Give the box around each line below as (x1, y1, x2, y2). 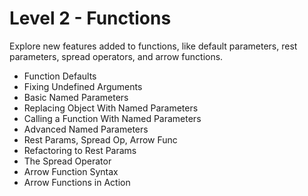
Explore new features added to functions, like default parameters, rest (9, 40, 298, 52)
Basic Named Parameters (23, 91, 129, 103)
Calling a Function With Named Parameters (23, 112, 202, 124)
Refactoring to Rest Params (23, 144, 137, 156)
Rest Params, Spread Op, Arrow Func (23, 133, 178, 146)
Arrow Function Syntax (23, 165, 119, 177)
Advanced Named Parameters (23, 123, 149, 135)
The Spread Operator (23, 155, 112, 167)
